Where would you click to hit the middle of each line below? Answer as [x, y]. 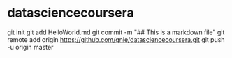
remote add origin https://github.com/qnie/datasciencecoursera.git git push [116, 39]
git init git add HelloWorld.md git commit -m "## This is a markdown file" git [116, 32]
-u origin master [30, 47]
